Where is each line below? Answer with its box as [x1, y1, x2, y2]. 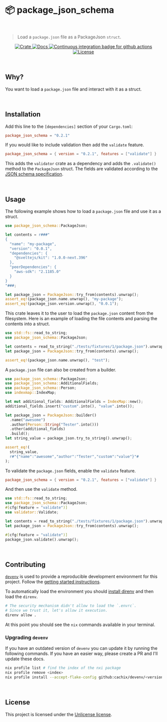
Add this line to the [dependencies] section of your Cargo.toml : [5, 123, 133, 129]
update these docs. [5, 656, 45, 662]
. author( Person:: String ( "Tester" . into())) [9, 422, 99, 427]
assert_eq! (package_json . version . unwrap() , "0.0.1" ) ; [5, 301, 119, 306]
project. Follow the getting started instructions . [5, 579, 101, 585]
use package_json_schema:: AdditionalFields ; [5, 381, 99, 386]
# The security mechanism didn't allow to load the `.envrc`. [5, 603, 137, 609]
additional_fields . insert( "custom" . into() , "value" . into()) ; [5, 404, 135, 409]
